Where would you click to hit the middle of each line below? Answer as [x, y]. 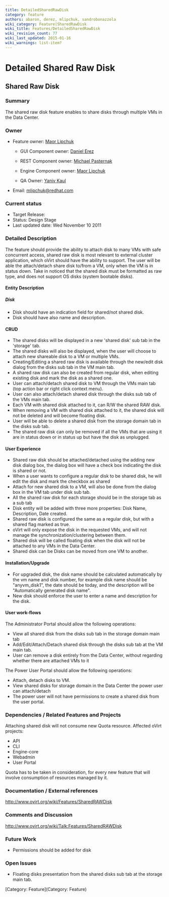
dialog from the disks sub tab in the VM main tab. [64, 367]
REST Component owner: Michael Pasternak [66, 161]
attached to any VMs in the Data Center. [54, 546]
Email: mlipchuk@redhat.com [43, 190]
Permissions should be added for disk [52, 850]
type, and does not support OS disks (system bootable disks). [69, 276]
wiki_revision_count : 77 [31, 33]
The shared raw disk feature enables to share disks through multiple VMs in [84, 112]
